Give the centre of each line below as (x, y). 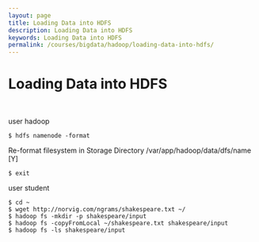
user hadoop (29, 121)
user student (29, 188)
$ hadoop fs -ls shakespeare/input (67, 230)
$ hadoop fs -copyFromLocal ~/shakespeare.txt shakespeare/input (118, 223)
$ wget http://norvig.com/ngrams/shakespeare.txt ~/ (97, 210)
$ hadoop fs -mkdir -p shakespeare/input (78, 217)
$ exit (19, 174)
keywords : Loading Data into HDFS (65, 38)
